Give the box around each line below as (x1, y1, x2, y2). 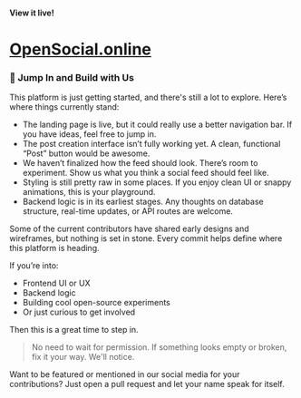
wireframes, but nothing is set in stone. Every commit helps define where (9, 233, 283, 244)
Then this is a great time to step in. (9, 325, 139, 335)
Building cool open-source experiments (22, 297, 170, 308)
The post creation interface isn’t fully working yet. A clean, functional (22, 139, 281, 150)
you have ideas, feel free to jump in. (22, 129, 157, 140)
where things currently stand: (9, 102, 120, 112)
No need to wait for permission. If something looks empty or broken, (31, 342, 287, 353)
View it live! (9, 7, 54, 18)
